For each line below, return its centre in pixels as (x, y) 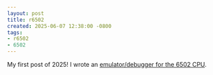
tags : (15, 32)
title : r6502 (26, 20)
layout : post (26, 13)
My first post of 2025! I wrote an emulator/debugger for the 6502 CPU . (107, 64)
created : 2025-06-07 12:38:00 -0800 (59, 26)
